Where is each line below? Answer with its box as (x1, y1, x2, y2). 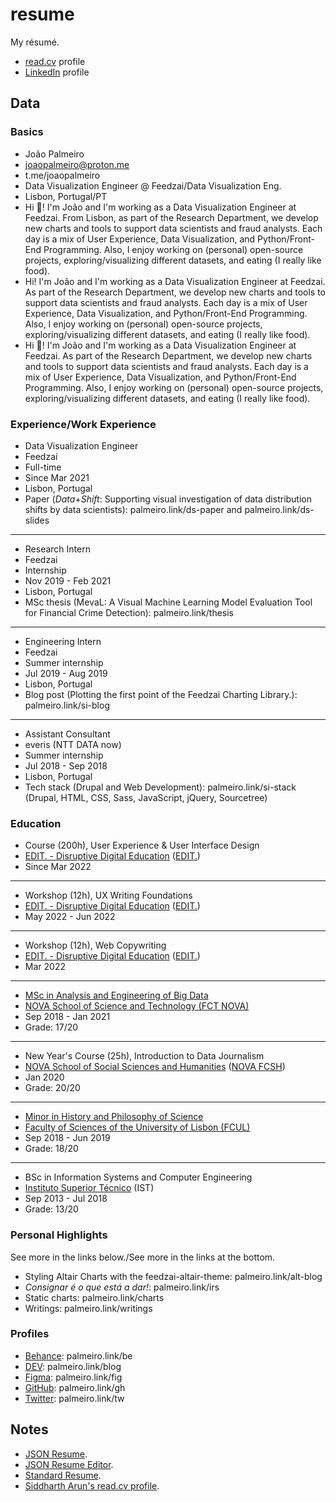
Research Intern (24, 543, 91, 555)
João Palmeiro (24, 148, 85, 160)
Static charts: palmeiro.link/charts (24, 1291, 165, 1303)
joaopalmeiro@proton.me (24, 158, 130, 170)
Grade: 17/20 (24, 1021, 79, 1033)
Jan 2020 (24, 1071, 65, 1083)
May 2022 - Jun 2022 (24, 911, 116, 923)
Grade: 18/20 (24, 1143, 79, 1155)
